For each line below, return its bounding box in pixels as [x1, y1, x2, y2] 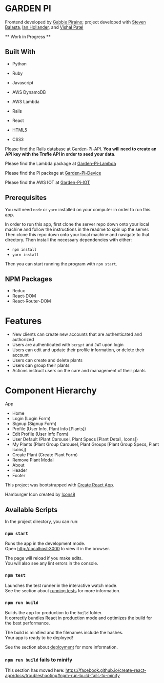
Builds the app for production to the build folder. [5, 609, 103, 615]
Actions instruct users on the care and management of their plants [12, 368, 146, 374]
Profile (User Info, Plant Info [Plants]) [12, 426, 86, 432]
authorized [12, 337, 34, 342]
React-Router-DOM [12, 298, 51, 304]
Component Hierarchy [5, 385, 97, 396]
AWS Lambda [12, 99, 40, 104]
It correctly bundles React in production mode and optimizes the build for [5, 615, 152, 621]
